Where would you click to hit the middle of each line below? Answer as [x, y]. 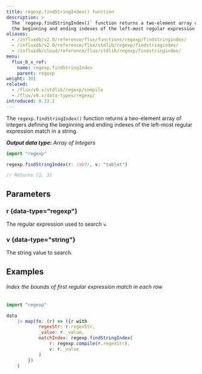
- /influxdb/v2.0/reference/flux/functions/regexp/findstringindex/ [99, 40]
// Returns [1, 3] [29, 175]
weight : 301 [21, 79]
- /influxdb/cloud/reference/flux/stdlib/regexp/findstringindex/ [96, 51]
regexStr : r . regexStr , [67, 327]
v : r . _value [64, 349]
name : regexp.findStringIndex [55, 68]
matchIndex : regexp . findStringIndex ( [86, 338]
